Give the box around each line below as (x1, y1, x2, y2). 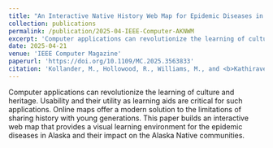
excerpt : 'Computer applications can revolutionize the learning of (8, 34, 245, 43)
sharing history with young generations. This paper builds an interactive (8, 113, 249, 123)
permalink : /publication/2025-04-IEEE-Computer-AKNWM (8, 27, 195, 35)
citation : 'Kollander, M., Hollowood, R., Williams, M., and (8, 65, 220, 73)
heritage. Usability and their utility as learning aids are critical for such (8, 95, 243, 106)
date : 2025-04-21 (8, 42, 67, 50)
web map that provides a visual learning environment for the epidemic (8, 121, 243, 131)
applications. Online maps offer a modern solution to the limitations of (8, 104, 242, 114)
